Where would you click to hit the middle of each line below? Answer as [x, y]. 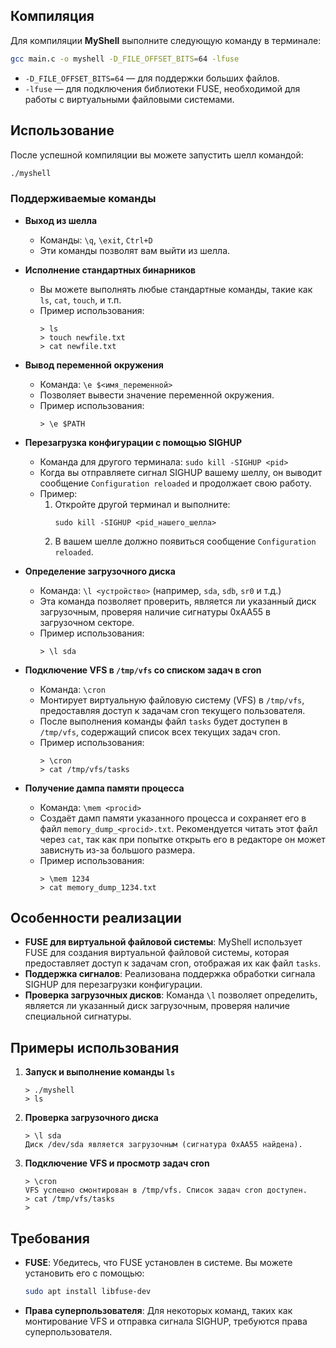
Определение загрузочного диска [100, 571]
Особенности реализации [96, 918]
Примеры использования [95, 1047]
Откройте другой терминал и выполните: [142, 504]
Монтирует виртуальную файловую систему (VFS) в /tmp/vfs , [172, 700]
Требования [50, 1238]
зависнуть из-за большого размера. [117, 850]
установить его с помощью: [84, 1273]
